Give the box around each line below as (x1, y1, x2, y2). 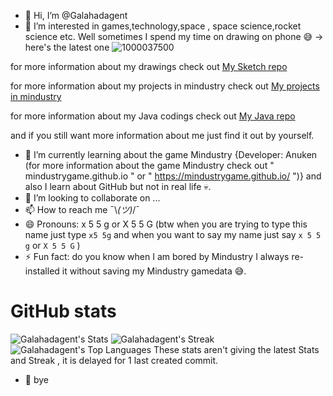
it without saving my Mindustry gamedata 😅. (61, 265, 247, 277)
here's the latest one (24, 41, 110, 53)
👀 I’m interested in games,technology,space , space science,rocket (24, 20, 302, 32)
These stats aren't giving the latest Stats (153, 343, 320, 355)
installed (24, 265, 60, 277)
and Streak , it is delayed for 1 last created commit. (10, 354, 219, 366)
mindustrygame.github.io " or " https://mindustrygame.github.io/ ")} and (24, 170, 322, 182)
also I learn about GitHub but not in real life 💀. (24, 181, 212, 192)
